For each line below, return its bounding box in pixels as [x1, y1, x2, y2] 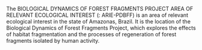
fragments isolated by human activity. [6, 37, 100, 44]
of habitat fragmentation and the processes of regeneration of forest [6, 31, 177, 38]
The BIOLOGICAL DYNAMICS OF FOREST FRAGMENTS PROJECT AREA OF [6, 5, 194, 12]
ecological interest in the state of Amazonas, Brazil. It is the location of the [6, 18, 191, 25]
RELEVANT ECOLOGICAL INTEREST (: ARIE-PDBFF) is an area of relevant [6, 11, 189, 19]
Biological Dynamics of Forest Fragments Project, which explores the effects [6, 24, 196, 31]
